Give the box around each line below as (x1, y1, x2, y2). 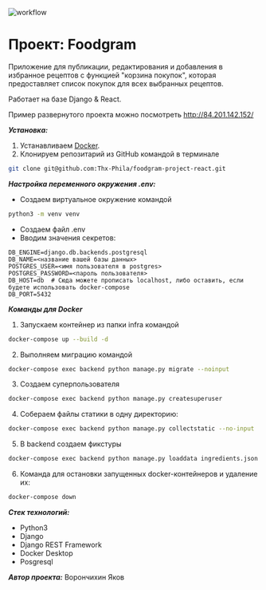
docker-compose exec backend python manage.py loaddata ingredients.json (8, 455, 259, 463)
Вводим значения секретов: (19, 232, 116, 243)
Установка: (8, 125, 49, 135)
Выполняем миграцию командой (19, 350, 133, 359)
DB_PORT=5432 (8, 290, 52, 299)
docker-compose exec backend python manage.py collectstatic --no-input (8, 425, 255, 433)
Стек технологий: (8, 507, 70, 517)
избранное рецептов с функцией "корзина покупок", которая (8, 70, 217, 80)
